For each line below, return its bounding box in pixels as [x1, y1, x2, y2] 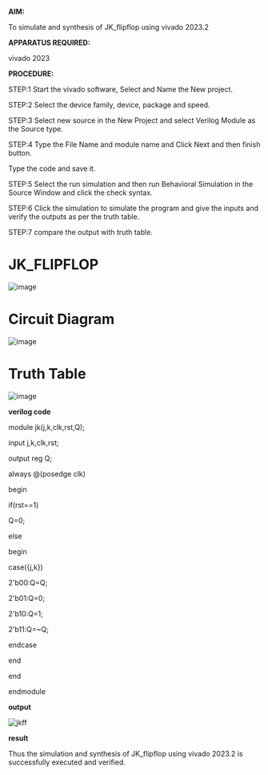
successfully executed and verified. [8, 757, 126, 767]
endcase [8, 639, 38, 649]
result [8, 733, 29, 743]
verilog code [8, 407, 51, 416]
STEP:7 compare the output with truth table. [8, 228, 154, 237]
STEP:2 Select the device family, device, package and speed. [8, 100, 210, 109]
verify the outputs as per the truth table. [8, 212, 140, 221]
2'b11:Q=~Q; [8, 624, 50, 634]
